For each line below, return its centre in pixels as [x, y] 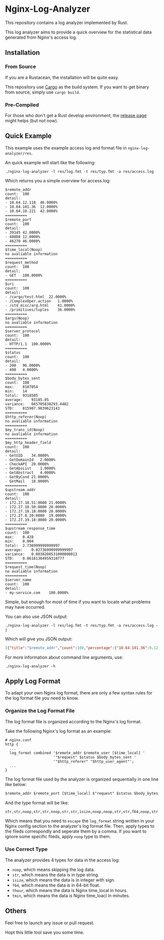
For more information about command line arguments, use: [64, 657]
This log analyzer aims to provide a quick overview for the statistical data [79, 32]
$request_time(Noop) [26, 567]
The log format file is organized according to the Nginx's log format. [73, 721]
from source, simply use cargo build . [43, 92]
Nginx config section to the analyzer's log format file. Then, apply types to [80, 826]
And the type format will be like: [37, 803]
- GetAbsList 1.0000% [30, 468]
